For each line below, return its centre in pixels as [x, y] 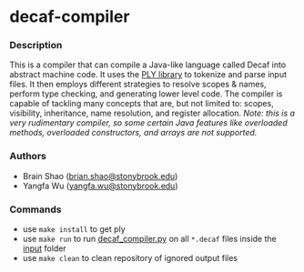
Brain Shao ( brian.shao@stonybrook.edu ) [100, 176]
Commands [35, 209]
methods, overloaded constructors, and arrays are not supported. [133, 133]
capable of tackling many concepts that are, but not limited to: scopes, [142, 104]
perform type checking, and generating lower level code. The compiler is [146, 94]
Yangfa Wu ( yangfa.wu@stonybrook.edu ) [101, 186]
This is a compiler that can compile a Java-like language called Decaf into [148, 65]
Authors [28, 156]
